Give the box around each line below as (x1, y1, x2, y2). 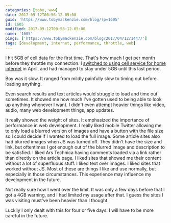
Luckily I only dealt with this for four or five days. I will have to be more (5, 207, 154, 213)
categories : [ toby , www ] (5, 7, 58, 13)
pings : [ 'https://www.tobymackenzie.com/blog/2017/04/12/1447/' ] (5, 36, 147, 41)
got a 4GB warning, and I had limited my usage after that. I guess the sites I (5, 192, 163, 198)
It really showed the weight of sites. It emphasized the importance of (5, 117, 150, 123)
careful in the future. (5, 212, 48, 218)
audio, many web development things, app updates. (5, 107, 114, 113)
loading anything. (5, 81, 42, 87)
